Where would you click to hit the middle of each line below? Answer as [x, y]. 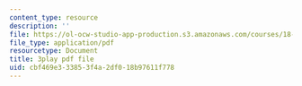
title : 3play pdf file [52, 59]
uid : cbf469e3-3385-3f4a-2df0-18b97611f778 [92, 68]
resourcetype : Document [54, 51]
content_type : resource [54, 17]
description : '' [40, 26]
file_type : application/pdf [62, 43]
